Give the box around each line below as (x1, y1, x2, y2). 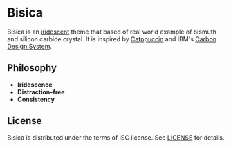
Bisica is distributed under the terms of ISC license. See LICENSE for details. (7, 133, 225, 142)
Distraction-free (17, 87, 65, 96)
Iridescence (17, 81, 53, 89)
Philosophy (7, 62, 57, 74)
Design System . (7, 42, 52, 50)
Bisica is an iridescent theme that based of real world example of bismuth (7, 28, 216, 36)
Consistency (17, 95, 55, 103)
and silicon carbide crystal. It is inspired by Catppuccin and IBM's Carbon (7, 34, 216, 43)
